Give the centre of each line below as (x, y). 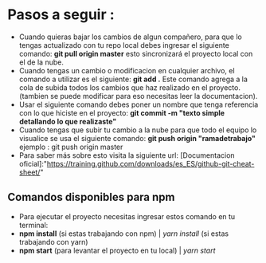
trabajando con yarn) (53, 241)
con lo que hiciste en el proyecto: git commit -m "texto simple (121, 112)
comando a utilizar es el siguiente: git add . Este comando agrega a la (133, 79)
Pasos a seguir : (61, 15)
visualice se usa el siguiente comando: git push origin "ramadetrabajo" (137, 138)
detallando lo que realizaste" (68, 121)
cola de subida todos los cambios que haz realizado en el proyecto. (129, 87)
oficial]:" (33, 163)
